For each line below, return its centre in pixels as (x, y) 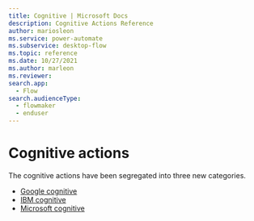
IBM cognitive (43, 199)
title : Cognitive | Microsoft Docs (68, 16)
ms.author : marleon (41, 69)
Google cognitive (49, 191)
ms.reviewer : (30, 76)
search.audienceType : (45, 98)
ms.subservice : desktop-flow (57, 46)
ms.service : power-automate (56, 38)
